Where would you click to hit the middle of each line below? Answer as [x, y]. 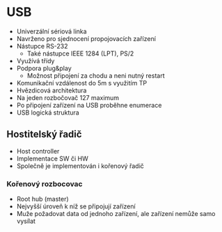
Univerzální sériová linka [52, 31]
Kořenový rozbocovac [45, 183]
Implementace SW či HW [52, 158]
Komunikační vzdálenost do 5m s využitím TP [82, 83]
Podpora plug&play [44, 68]
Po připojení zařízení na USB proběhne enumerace [89, 105]
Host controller [38, 151]
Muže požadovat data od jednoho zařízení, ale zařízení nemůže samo [116, 214]
